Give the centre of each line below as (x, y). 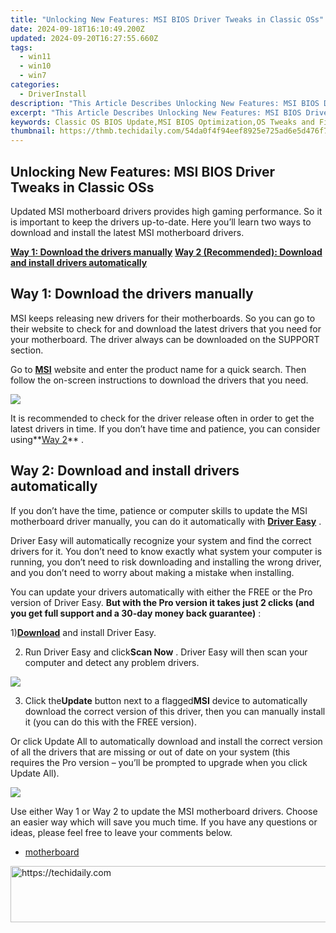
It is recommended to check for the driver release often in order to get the (162, 418)
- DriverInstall (53, 94)
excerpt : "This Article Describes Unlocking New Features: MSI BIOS (156, 112)
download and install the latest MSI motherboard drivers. (127, 232)
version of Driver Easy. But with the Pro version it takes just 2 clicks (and (162, 602)
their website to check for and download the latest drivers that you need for (166, 328)
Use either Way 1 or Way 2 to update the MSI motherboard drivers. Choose (164, 811)
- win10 (35, 66)
